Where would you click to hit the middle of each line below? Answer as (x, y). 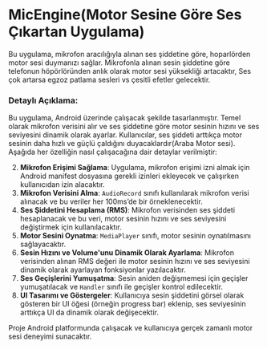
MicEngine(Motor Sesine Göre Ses (125, 15)
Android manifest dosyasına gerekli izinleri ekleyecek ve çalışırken (129, 176)
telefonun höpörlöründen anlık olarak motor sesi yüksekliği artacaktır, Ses (129, 71)
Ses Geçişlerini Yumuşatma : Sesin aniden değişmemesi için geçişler (134, 278)
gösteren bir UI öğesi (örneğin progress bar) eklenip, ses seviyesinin (133, 304)
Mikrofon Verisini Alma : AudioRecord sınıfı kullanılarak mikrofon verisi (135, 193)
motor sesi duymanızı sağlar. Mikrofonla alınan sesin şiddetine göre (119, 63)
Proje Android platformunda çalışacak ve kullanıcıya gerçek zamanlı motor (131, 328)
